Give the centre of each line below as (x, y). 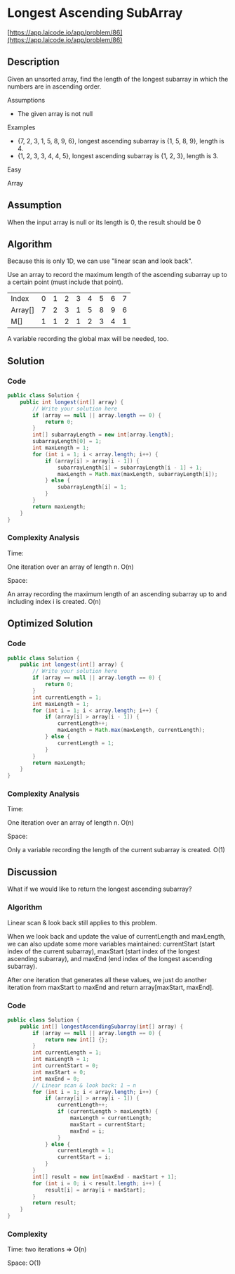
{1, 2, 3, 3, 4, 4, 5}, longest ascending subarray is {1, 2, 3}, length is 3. (118, 155)
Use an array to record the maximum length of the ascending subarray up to (117, 275)
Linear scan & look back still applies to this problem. (82, 922)
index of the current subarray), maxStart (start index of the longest (103, 951)
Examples (21, 127)
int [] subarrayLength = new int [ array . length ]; (103, 435)
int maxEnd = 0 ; (56, 1079)
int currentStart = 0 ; (66, 1066)
